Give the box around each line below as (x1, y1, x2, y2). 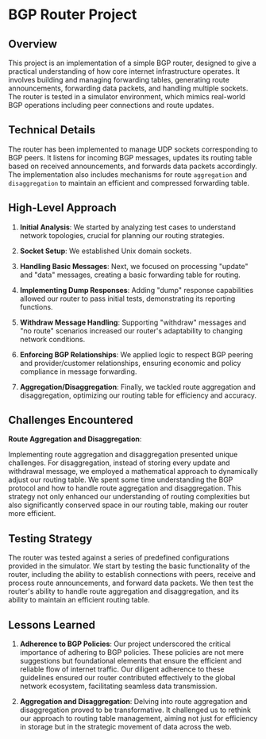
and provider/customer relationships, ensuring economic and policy (19, 358, 241, 368)
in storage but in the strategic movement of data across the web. (19, 722, 232, 732)
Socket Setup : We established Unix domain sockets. (19, 246, 192, 256)
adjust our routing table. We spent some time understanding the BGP (8, 475, 233, 485)
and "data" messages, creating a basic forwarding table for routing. (19, 270, 241, 279)
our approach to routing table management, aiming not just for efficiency (19, 714, 258, 723)
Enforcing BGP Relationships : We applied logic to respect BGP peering (19, 349, 253, 359)
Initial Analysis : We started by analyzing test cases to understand (19, 222, 237, 232)
